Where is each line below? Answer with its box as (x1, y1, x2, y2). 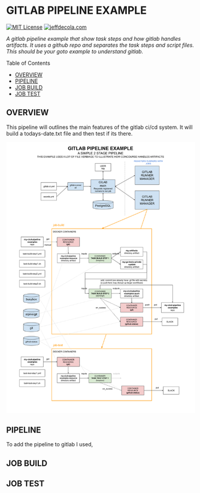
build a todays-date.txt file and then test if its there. (6, 130, 133, 137)
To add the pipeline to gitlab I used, (6, 441, 93, 448)
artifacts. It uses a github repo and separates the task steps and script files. (6, 41, 195, 49)
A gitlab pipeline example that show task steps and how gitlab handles (6, 35, 181, 42)
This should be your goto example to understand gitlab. (6, 47, 144, 55)
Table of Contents (6, 59, 51, 67)
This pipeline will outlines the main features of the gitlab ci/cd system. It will (6, 124, 193, 131)
